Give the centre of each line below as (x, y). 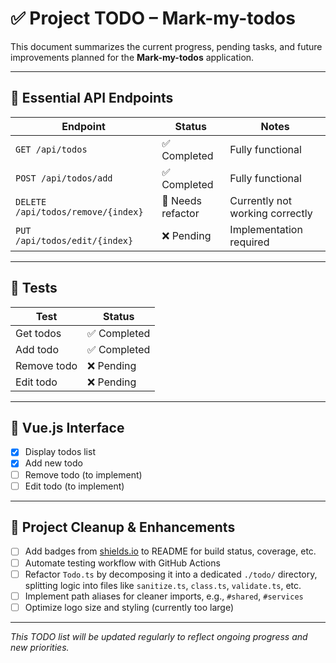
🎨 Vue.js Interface (67, 427)
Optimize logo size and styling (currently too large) (129, 607)
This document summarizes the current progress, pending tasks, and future (166, 46)
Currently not (261, 200)
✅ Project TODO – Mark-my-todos (153, 18)
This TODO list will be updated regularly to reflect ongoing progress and (159, 636)
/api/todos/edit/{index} (74, 240)
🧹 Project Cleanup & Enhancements (123, 527)
